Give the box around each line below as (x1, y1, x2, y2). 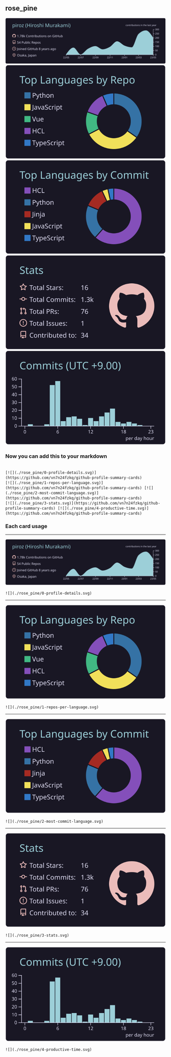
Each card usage (5, 522, 47, 530)
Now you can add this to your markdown (5, 453, 107, 460)
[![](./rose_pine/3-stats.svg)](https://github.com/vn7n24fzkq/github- (5, 500, 160, 506)
